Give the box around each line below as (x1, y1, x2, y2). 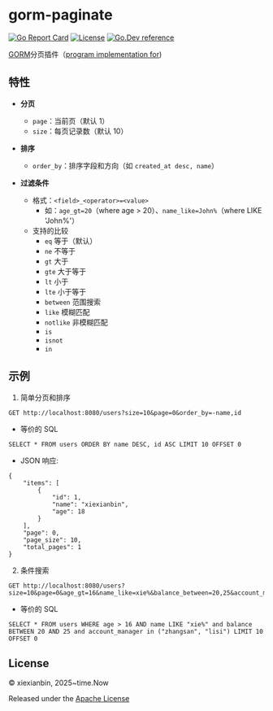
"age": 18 (51, 507, 85, 516)
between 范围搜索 (44, 297, 102, 307)
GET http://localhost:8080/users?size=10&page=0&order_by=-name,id (8, 408, 242, 417)
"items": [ (23, 478, 60, 487)
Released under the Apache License (8, 694, 130, 704)
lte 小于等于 (44, 286, 87, 296)
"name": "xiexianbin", (51, 500, 129, 508)
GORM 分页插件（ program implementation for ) (8, 49, 162, 59)
